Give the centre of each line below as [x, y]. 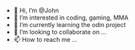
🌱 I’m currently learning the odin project [70, 25]
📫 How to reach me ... [45, 40]
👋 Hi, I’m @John [36, 10]
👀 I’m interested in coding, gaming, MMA [71, 18]
